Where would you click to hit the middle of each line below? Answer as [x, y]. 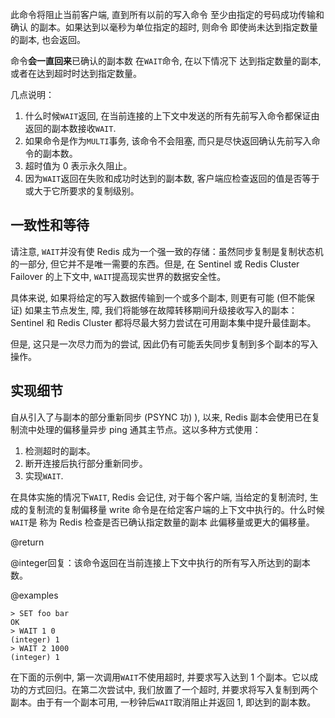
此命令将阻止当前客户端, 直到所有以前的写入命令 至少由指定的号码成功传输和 [167, 14]
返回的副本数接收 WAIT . [70, 128]
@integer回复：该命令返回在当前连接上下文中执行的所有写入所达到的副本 [160, 562]
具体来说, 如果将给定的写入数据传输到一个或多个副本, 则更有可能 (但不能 [158, 297]
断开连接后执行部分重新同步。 [86, 463]
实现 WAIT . [44, 475]
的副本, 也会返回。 [48, 39]
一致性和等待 [50, 225]
